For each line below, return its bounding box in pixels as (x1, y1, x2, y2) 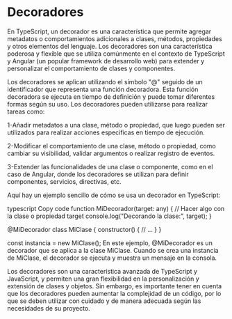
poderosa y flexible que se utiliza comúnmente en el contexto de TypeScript (7, 49, 225, 58)
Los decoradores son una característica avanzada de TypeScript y (7, 267, 198, 275)
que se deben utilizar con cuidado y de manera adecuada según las (7, 297, 201, 305)
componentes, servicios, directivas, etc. (7, 177, 122, 185)
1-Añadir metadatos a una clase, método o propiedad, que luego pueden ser (7, 120, 226, 129)
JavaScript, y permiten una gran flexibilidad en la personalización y (7, 274, 199, 283)
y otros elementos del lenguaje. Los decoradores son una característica (7, 42, 213, 50)
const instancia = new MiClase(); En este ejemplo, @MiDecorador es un (7, 238, 213, 247)
